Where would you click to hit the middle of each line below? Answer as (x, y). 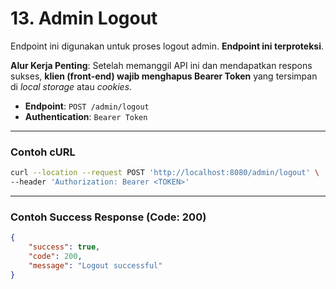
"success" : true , (64, 247)
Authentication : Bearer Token (86, 116)
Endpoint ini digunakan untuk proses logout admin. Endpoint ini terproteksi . (167, 46)
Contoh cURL (43, 152)
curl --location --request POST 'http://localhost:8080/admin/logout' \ (165, 173)
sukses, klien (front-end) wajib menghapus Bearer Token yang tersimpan (164, 76)
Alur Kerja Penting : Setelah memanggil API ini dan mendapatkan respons (161, 65)
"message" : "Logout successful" (95, 265)
